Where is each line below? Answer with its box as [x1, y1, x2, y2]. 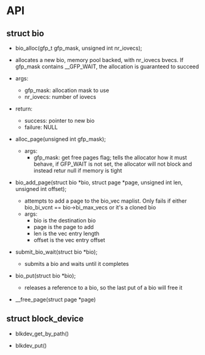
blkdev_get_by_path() [15, 330, 69, 337]
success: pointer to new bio [24, 117, 95, 124]
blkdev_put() [15, 341, 47, 349]
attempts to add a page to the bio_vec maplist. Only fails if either [24, 197, 187, 205]
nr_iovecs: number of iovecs [24, 93, 96, 100]
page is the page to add [33, 224, 94, 230]
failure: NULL [24, 123, 58, 131]
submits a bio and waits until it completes [24, 260, 130, 267]
